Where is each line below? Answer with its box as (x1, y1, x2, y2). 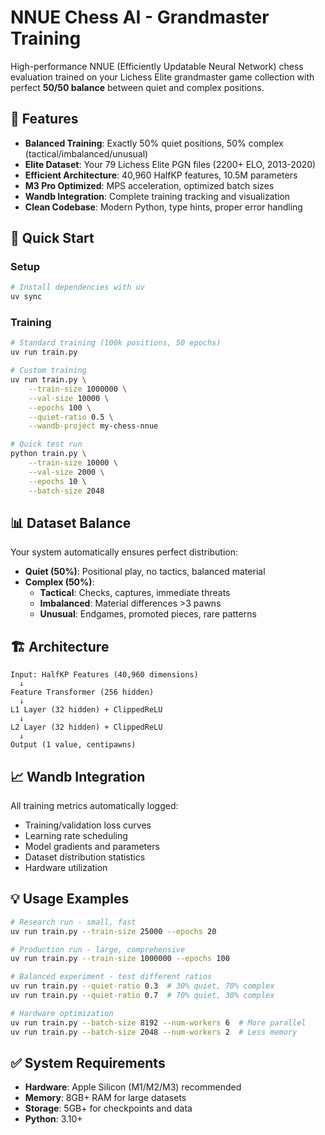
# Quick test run (10, 439, 83, 450)
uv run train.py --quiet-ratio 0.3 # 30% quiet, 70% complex (10, 981, 275, 991)
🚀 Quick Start (10, 230, 95, 247)
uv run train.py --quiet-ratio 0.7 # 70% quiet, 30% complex (10, 991, 275, 1001)
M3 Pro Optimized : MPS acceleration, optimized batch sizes (24, 179, 275, 191)
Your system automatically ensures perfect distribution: (10, 546, 239, 558)
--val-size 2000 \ (28, 467, 105, 477)
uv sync (10, 292, 43, 302)
